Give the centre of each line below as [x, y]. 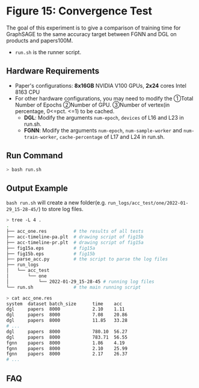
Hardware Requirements [53, 71]
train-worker [40, 137]
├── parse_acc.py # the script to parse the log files [87, 259]
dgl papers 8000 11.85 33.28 [67, 321]
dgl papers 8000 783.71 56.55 [67, 337]
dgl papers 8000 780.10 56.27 [67, 331]
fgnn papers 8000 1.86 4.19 [66, 343]
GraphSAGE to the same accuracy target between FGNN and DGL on [92, 34]
